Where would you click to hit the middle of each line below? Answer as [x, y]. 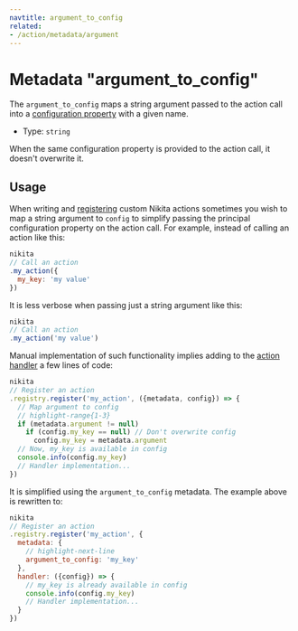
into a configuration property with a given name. [99, 114]
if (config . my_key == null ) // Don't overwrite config [131, 432]
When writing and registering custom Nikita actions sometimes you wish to [149, 209]
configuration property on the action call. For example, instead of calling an [149, 228]
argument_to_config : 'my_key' [83, 560]
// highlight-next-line [70, 551]
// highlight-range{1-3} [64, 415]
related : [26, 26]
